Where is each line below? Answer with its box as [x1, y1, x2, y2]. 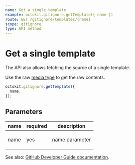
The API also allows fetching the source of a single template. [5, 65, 130, 71]
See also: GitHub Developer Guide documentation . [5, 154, 109, 160]
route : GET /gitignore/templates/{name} [5, 17, 91, 22]
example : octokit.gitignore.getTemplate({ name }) [5, 12, 113, 17]
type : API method [5, 26, 42, 31]
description [57, 122, 86, 129]
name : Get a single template [5, 7, 66, 13]
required [26, 122, 48, 129]
